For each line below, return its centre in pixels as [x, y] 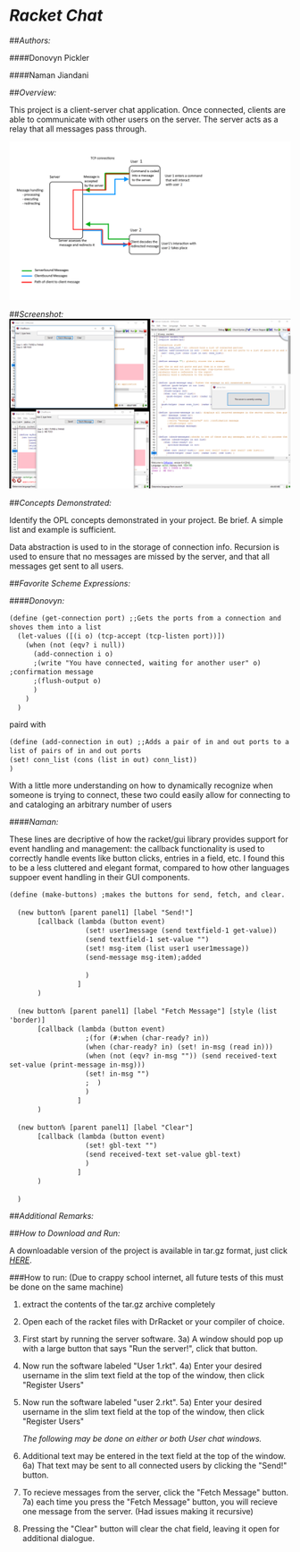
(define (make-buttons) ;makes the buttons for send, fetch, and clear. [147, 895]
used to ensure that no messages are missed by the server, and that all [140, 556]
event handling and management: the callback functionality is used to [137, 848]
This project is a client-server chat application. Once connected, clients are [147, 109]
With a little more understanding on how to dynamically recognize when [142, 785]
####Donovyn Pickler [50, 57]
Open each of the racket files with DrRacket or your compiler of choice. [154, 1321]
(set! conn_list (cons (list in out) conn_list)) [104, 759]
